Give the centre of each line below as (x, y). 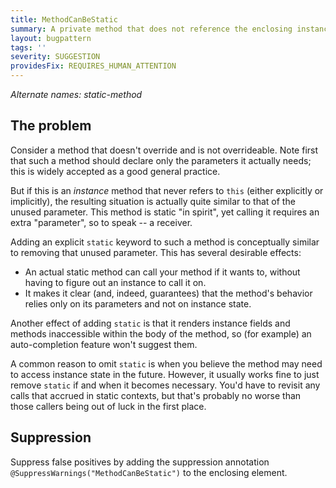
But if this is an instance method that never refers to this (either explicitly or (167, 190)
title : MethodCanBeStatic (64, 19)
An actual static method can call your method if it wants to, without (162, 272)
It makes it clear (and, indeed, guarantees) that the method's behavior (168, 293)
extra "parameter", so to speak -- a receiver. (101, 222)
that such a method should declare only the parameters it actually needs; (161, 160)
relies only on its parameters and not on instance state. (138, 303)
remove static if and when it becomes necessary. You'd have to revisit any (165, 385)
